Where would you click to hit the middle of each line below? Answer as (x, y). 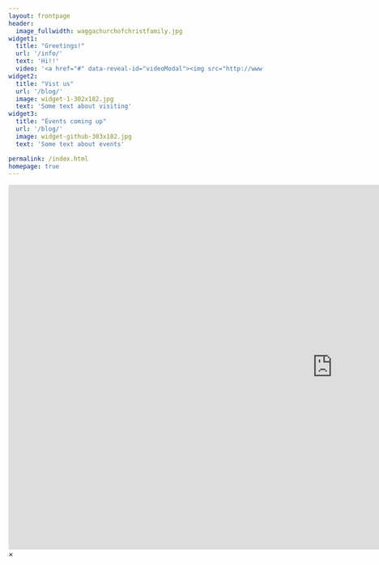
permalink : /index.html (49, 159)
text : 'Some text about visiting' (74, 106)
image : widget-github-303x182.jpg (74, 136)
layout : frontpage (39, 16)
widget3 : (23, 114)
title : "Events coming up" (61, 122)
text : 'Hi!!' (38, 62)
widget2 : (23, 76)
